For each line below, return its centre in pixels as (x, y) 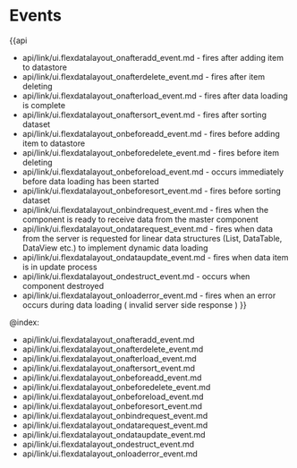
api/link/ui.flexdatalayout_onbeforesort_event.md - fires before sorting (152, 191)
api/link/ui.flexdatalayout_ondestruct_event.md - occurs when (136, 276)
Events (36, 16)
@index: (25, 322)
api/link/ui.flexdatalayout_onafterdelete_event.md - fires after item (144, 76)
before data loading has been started (90, 181)
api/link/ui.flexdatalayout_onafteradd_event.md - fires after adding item (153, 57)
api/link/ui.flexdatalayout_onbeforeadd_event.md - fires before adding (151, 133)
